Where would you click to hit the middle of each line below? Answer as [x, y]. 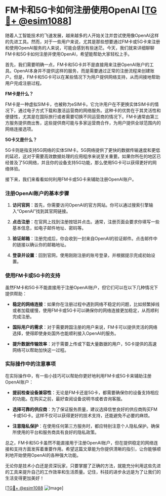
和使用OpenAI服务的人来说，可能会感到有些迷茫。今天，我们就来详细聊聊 [80, 48]
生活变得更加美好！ [25, 478]
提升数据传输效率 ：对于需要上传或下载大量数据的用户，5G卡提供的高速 [84, 344]
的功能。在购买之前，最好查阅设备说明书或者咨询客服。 [68, 399]
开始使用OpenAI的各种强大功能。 [47, 455]
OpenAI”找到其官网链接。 [44, 211]
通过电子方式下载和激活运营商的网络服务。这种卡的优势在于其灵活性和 [89, 110]
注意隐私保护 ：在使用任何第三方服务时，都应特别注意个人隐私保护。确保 [86, 426]
